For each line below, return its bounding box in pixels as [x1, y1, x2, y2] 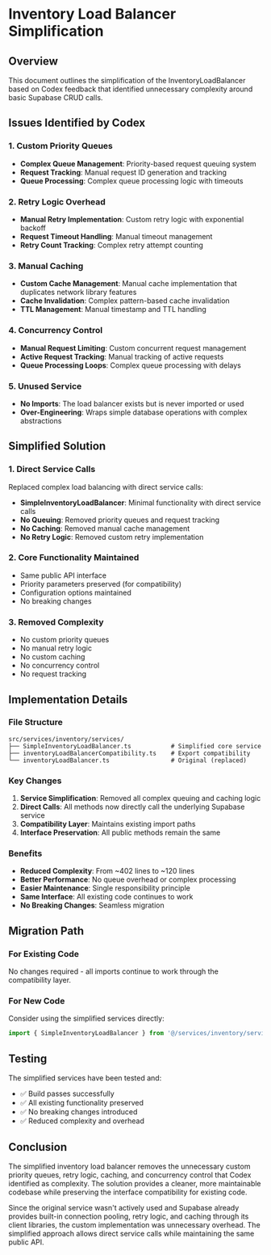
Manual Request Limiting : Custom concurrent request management [19, 343, 247, 352]
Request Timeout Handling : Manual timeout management [19, 231, 213, 241]
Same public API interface [19, 571, 107, 580]
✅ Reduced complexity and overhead [19, 1116, 145, 1126]
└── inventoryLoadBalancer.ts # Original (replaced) [8, 756, 248, 764]
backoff [19, 223, 46, 233]
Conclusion [8, 1140, 68, 1154]
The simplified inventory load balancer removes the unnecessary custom [8, 1161, 251, 1171]
